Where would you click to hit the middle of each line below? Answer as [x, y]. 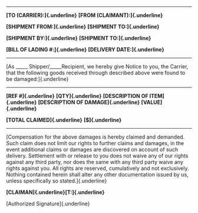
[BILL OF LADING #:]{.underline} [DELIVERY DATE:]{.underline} [85, 50]
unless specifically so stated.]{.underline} [57, 181]
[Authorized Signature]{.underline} [48, 204]
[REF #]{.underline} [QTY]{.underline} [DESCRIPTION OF [77, 96]
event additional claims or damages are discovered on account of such [92, 149]
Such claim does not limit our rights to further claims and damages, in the [95, 143]
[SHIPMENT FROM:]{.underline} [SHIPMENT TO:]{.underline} [83, 27]
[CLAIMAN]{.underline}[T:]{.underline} [55, 192]
